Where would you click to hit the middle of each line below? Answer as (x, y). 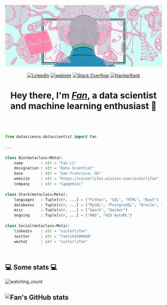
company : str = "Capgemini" (49, 184)
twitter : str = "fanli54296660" (53, 236)
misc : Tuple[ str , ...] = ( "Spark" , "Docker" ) (71, 210)
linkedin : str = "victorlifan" (51, 231)
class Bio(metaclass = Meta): (34, 158)
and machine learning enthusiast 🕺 (83, 106)
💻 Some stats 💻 (31, 267)
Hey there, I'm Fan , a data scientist (83, 96)
